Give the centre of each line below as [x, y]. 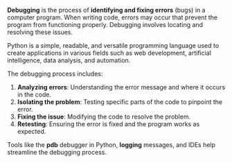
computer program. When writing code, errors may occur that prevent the [113, 17]
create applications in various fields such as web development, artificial [109, 53]
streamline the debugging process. [57, 152]
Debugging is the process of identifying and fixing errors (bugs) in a [106, 10]
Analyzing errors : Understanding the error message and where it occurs [121, 87]
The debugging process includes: [55, 74]
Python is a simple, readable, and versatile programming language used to [113, 45]
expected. [32, 131]
